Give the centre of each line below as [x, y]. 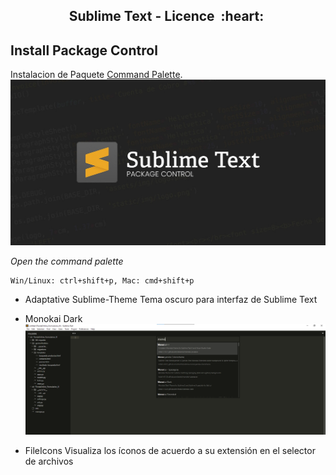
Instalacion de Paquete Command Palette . [96, 75]
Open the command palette [67, 261]
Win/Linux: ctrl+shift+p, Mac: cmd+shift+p [102, 280]
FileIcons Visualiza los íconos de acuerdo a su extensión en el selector [170, 451]
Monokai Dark [53, 318]
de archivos [49, 461]
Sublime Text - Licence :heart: [166, 16]
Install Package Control [84, 50]
